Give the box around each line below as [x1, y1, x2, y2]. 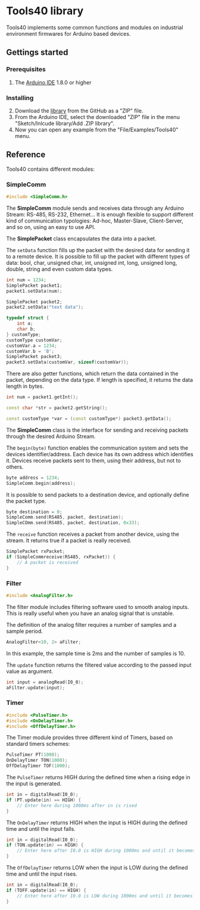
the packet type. [6, 497, 46, 504]
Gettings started [6, 48, 68, 58]
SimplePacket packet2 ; [6, 299, 62, 305]
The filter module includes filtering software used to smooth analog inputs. [6, 603, 189, 610]
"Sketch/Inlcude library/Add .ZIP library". [14, 120, 115, 127]
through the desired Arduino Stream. [6, 432, 96, 440]
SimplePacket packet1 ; [6, 283, 62, 288]
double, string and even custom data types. [6, 265, 113, 272]
